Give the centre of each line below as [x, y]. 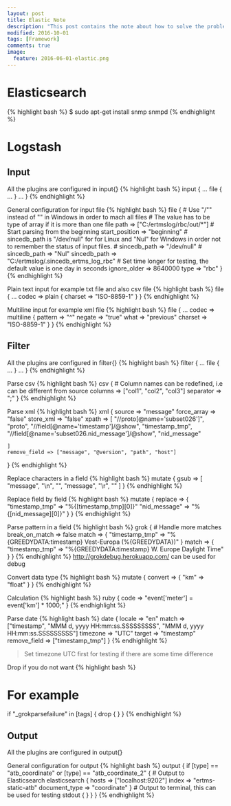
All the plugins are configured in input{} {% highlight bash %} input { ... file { [114, 189]
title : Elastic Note [37, 20]
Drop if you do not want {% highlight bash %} [71, 667]
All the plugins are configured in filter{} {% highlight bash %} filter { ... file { [113, 362]
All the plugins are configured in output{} [65, 752]
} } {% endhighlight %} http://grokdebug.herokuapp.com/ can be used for [111, 556]
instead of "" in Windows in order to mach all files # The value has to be [109, 217]
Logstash [34, 147]
